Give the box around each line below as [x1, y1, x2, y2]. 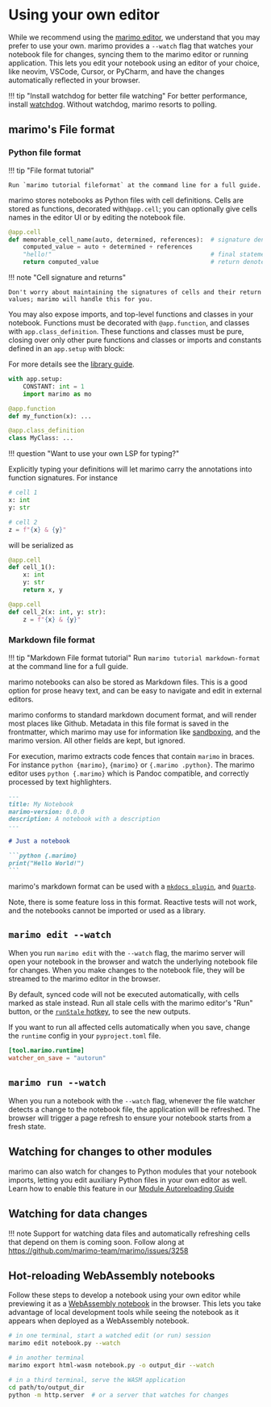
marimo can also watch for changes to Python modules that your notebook [8, 1166, 257, 1176]
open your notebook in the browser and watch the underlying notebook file [8, 957, 258, 966]
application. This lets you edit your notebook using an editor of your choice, [8, 58, 260, 68]
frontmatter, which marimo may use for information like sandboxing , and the [8, 727, 261, 736]
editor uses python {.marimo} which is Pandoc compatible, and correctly [8, 768, 249, 778]
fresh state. [8, 1122, 47, 1132]
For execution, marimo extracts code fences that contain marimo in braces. [8, 751, 255, 760]
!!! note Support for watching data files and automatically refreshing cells [8, 1229, 251, 1238]
